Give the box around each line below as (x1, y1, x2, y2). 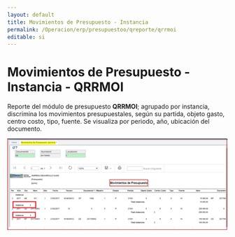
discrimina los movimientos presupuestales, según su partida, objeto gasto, (7, 110, 225, 118)
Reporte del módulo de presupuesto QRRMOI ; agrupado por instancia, (7, 102, 210, 111)
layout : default (7, 11, 55, 18)
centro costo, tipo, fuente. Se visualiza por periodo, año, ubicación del (7, 117, 210, 126)
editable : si (7, 34, 45, 41)
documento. (7, 124, 42, 133)
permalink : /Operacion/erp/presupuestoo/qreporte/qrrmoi (7, 26, 177, 33)
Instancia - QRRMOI (7, 79, 124, 95)
